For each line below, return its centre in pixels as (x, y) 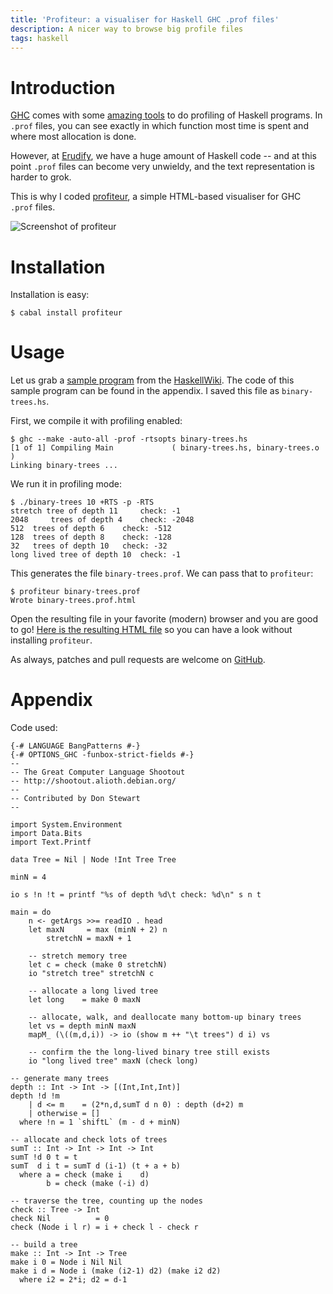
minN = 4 (28, 877)
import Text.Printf (51, 842)
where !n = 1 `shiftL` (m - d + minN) (100, 1122)
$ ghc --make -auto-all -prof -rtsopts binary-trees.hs (129, 439)
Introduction (63, 87)
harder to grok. (41, 177)
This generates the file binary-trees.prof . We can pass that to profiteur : (162, 573)
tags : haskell (40, 38)
